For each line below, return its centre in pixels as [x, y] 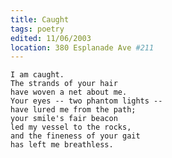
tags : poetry [37, 29]
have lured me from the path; [73, 110]
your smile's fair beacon [64, 119]
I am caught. [37, 75]
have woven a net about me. [69, 92]
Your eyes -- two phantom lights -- [86, 101]
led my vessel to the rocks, [71, 127]
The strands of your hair [64, 84]
